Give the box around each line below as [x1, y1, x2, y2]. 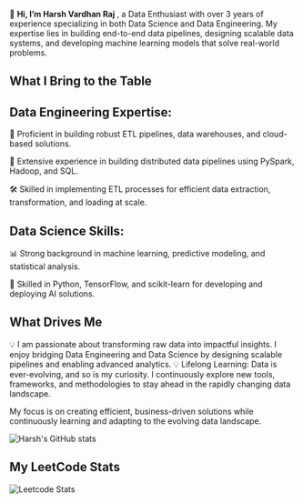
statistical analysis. [9, 261, 81, 272]
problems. [9, 47, 47, 58]
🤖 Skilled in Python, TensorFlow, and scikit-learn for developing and [9, 278, 263, 290]
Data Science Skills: [9, 223, 125, 238]
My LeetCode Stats [9, 459, 121, 475]
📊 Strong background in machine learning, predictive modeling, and [9, 248, 266, 259]
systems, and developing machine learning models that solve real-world [9, 37, 280, 48]
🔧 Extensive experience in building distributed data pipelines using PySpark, [9, 156, 295, 167]
